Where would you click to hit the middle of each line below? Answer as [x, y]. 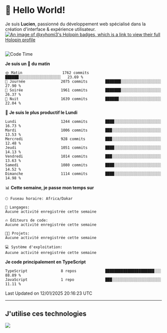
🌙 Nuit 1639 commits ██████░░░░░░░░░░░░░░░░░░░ [83, 99]
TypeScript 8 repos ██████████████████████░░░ [83, 271]
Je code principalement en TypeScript [45, 262]
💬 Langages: [17, 208]
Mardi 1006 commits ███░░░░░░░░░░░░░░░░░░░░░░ [83, 130]
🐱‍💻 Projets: [17, 234]
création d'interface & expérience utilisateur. [50, 29]
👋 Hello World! [35, 10]
